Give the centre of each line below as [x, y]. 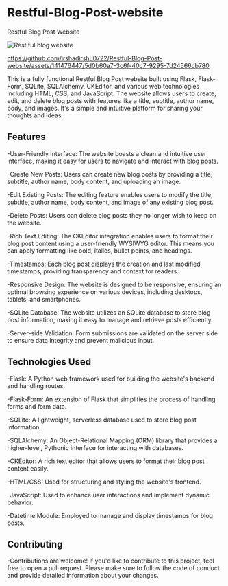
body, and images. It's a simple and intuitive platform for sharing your [105, 108]
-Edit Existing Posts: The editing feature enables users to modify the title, [110, 194]
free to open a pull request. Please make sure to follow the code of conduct [114, 568]
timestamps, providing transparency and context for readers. [93, 271]
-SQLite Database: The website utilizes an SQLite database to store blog [109, 312]
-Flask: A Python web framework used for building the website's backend [111, 379]
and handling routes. [36, 385]
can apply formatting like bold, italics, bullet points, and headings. [100, 250]
